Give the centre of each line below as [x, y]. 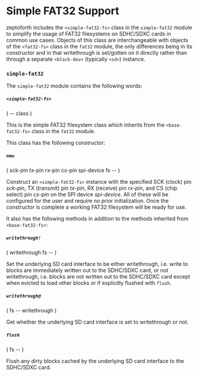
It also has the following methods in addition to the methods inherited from [97, 219]
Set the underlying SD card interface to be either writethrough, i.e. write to [97, 264]
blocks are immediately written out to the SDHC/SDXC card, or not [87, 270]
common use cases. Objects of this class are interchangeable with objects [97, 40]
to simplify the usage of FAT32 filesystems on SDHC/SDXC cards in [89, 33]
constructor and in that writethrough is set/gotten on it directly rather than [97, 52]
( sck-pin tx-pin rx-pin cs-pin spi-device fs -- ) [63, 170]
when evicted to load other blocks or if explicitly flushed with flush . [89, 283]
